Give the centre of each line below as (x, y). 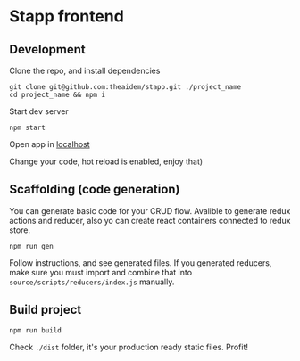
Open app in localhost (50, 144)
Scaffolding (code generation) (95, 189)
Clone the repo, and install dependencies (85, 70)
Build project (46, 310)
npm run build (36, 330)
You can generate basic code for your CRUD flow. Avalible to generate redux (150, 210)
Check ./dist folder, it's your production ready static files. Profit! (129, 347)
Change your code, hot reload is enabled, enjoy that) (106, 161)
